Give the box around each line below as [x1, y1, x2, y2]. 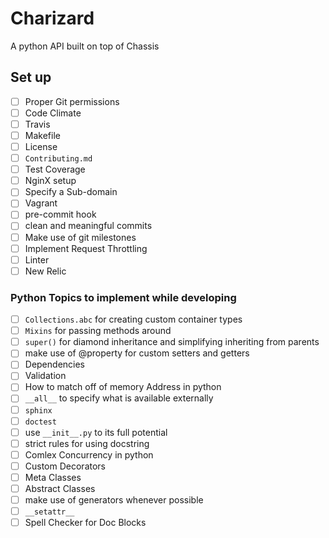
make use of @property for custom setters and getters [24, 347, 250, 359]
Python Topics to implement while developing [10, 290, 237, 304]
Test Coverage [24, 163, 86, 176]
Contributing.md [24, 154, 93, 164]
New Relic [24, 265, 67, 277]
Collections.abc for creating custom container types [24, 313, 243, 326]
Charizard [10, 7, 95, 30]
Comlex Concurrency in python [24, 448, 154, 461]
